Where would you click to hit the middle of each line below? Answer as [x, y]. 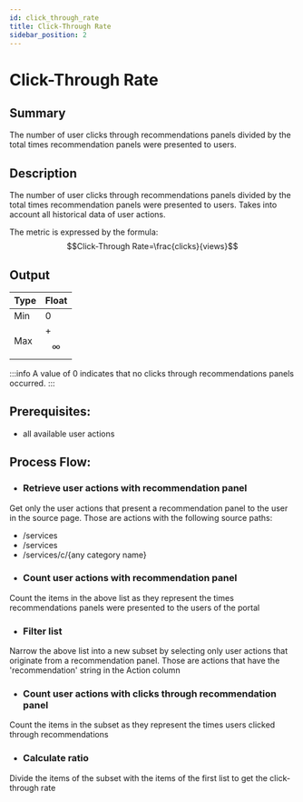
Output [29, 275]
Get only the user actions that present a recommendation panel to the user [149, 508]
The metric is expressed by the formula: [84, 232]
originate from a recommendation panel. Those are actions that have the [145, 661]
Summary [38, 113]
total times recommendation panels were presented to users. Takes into [143, 205]
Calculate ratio [55, 758]
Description [43, 173]
